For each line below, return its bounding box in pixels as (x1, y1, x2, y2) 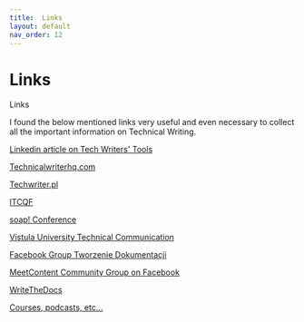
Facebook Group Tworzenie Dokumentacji (9, 249, 167, 260)
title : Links (9, 13, 64, 23)
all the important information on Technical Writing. (9, 126, 197, 137)
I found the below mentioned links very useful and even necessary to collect (9, 117, 295, 128)
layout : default (9, 22, 71, 31)
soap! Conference (9, 214, 77, 225)
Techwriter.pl (9, 179, 59, 190)
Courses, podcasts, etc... (9, 302, 103, 313)
